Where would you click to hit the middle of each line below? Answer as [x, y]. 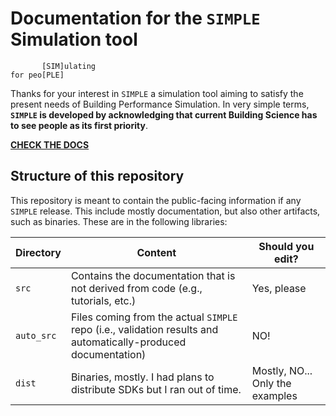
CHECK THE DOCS [50, 144]
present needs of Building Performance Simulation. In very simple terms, [160, 104]
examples [274, 395]
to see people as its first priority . [79, 125]
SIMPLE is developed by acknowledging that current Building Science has [164, 114]
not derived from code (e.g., [136, 288]
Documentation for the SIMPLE [135, 18]
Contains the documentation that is [153, 275]
